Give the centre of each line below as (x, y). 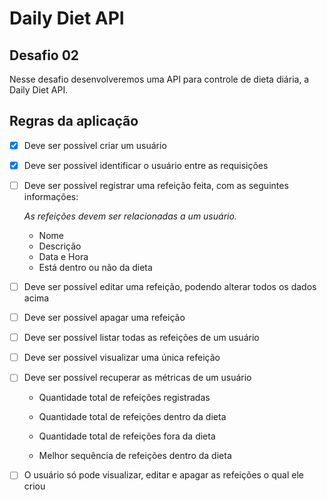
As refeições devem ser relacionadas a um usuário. (130, 216)
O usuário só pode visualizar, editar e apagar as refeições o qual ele (163, 475)
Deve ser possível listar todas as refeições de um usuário (141, 338)
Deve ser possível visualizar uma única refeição (122, 358)
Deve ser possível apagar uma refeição (104, 318)
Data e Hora (63, 256)
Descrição (60, 246)
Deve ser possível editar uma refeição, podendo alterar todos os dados (170, 286)
